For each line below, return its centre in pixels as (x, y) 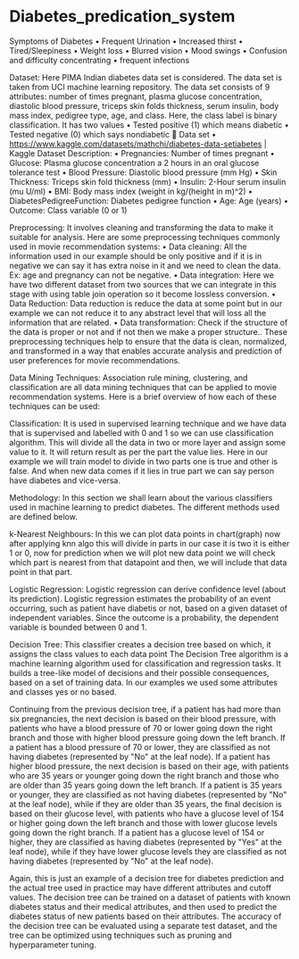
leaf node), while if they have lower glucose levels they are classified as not (148, 851)
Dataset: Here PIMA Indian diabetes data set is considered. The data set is (146, 77)
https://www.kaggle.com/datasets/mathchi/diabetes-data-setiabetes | (138, 144)
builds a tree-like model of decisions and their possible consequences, (139, 672)
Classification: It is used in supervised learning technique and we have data (148, 423)
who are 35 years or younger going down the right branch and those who (144, 775)
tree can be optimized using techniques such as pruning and (120, 935)
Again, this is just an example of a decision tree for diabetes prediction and (146, 878)
